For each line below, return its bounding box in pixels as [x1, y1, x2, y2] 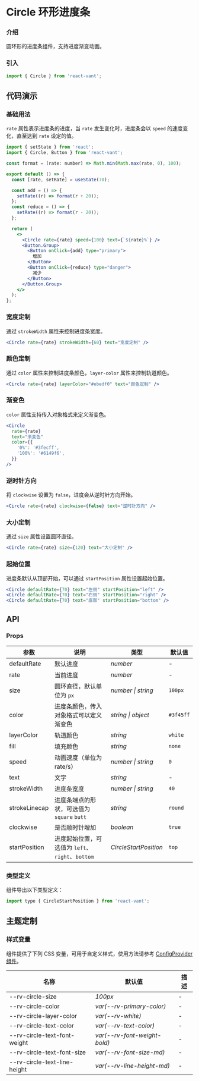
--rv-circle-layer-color [9, 1011, 78, 1020]
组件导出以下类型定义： [6, 887, 63, 894]
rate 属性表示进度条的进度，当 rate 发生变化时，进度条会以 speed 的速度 [6, 125, 183, 132]
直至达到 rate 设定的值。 [16, 132, 77, 140]
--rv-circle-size [9, 992, 57, 1001]
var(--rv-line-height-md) [95, 1061, 170, 1070]
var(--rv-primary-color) [95, 1002, 166, 1010]
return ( [11, 225, 33, 232]
